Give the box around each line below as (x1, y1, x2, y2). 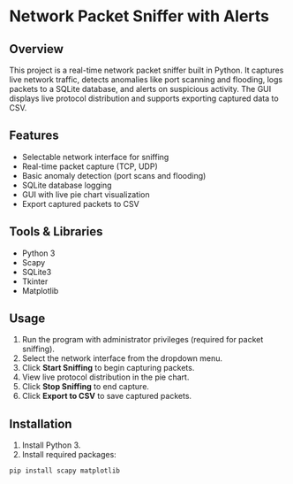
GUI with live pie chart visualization (21, 188, 150, 200)
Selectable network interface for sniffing (21, 151, 169, 162)
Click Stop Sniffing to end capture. (21, 381, 150, 392)
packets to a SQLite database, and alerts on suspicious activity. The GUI (9, 84, 272, 94)
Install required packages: (21, 449, 116, 460)
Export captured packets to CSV (21, 198, 139, 209)
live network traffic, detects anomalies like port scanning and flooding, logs (9, 74, 283, 85)
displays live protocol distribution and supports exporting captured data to (9, 93, 280, 104)
